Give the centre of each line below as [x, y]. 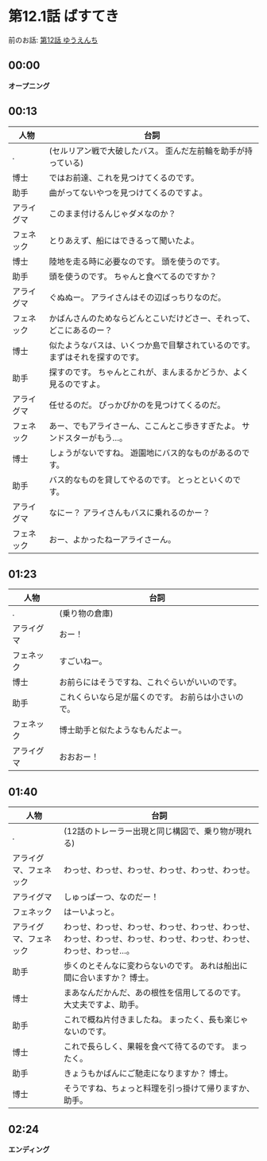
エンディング [29, 1149]
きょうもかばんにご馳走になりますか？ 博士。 [148, 1073]
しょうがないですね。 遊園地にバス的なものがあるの [145, 453]
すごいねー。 [83, 661]
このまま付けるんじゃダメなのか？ [112, 214]
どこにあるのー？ [81, 330]
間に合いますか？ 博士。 [108, 978]
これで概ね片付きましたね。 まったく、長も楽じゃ [156, 1020]
